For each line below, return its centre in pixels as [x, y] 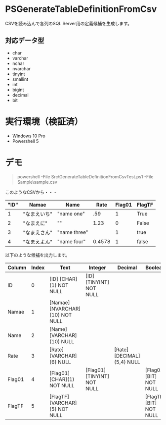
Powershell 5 [25, 141]
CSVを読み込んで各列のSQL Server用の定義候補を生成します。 [68, 23]
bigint [18, 90]
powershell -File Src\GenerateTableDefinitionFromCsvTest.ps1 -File [85, 176]
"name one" [71, 213]
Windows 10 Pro [29, 136]
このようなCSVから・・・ [31, 192]
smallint [20, 79]
